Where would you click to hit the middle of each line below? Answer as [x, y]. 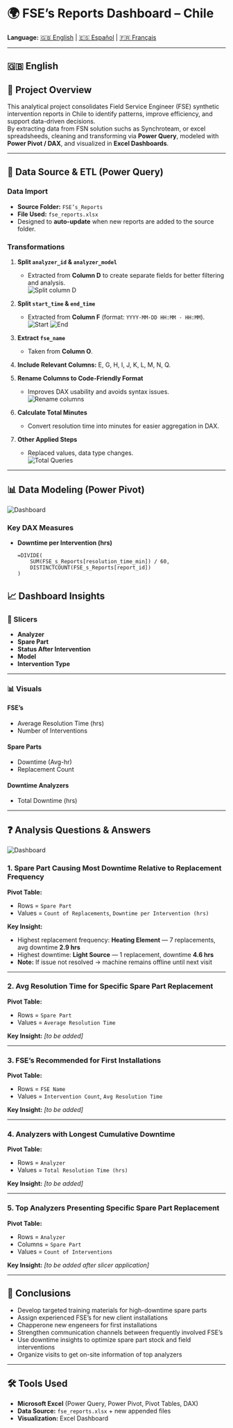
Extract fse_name [41, 338]
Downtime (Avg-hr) [45, 762]
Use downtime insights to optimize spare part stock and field [104, 1339]
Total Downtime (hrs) [47, 801]
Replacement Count [45, 770]
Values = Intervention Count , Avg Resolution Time [90, 1096]
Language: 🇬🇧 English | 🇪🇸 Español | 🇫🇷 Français [82, 37]
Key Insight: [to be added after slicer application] [78, 1265]
